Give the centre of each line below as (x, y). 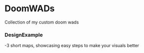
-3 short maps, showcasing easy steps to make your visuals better (72, 46)
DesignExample (24, 35)
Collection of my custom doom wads (42, 22)
